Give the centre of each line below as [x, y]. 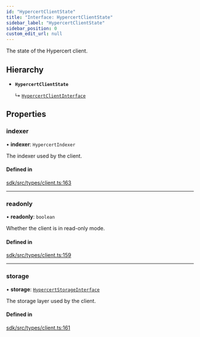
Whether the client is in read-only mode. [56, 228]
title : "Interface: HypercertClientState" [60, 17]
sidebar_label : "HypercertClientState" [56, 23]
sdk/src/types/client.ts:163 [39, 183]
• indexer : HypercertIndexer [41, 144]
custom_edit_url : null [34, 34]
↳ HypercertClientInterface [50, 95]
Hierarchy [25, 69]
